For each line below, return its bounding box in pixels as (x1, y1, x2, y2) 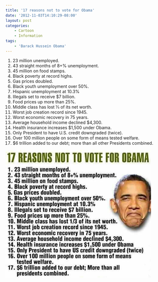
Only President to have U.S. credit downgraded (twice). (12, 130, 123, 135)
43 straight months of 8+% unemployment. (12, 63, 99, 68)
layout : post (5, 18, 32, 23)
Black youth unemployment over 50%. (12, 83, 89, 89)
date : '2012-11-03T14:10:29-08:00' (5, 13, 78, 18)
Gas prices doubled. (12, 78, 53, 84)
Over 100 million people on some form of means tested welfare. (12, 135, 140, 141)
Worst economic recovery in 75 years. (12, 114, 89, 120)
